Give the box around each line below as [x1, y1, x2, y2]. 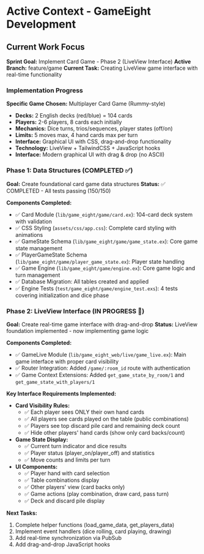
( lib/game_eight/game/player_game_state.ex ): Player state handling [15, 258, 185, 265]
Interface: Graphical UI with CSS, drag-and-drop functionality [15, 138, 172, 145]
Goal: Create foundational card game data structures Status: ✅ [6, 180, 166, 187]
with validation [15, 217, 52, 225]
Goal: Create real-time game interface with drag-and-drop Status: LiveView [6, 320, 198, 328]
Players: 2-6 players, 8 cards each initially [15, 118, 122, 126]
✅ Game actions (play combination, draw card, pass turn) [24, 490, 169, 497]
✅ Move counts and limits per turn [24, 456, 111, 463]
